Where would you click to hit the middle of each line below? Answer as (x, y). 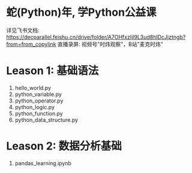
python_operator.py (39, 101)
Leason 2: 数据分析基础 (64, 146)
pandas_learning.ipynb (43, 163)
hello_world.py (33, 87)
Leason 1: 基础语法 (52, 71)
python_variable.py (38, 94)
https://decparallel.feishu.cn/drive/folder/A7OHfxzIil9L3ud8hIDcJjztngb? (96, 37)
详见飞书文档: (23, 30)
